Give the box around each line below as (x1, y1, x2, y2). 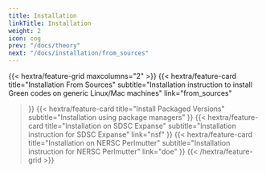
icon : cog (8, 34, 42, 43)
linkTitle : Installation (8, 19, 92, 27)
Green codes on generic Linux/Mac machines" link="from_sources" (8, 89, 233, 97)
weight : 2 (8, 27, 42, 35)
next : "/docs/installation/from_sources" (8, 49, 149, 57)
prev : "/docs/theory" (8, 42, 81, 50)
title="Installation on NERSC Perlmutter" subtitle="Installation (27, 138, 231, 147)
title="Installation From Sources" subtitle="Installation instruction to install (8, 80, 253, 89)
